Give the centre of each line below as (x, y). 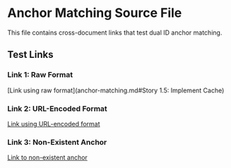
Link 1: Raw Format (40, 75)
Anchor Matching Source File (95, 13)
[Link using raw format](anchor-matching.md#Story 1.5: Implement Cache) (116, 90)
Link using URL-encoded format (54, 124)
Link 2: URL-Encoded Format (57, 109)
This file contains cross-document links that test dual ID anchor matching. (115, 32)
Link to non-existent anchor (48, 157)
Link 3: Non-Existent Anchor (57, 142)
